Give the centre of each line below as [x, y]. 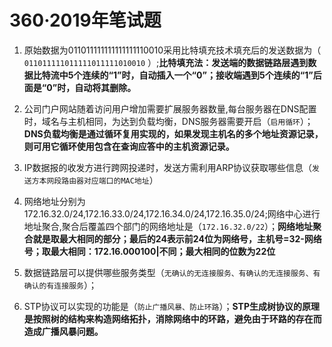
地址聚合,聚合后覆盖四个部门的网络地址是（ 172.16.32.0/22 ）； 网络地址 [168, 226]
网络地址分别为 [54, 201]
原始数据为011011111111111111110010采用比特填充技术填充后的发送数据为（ [172, 50]
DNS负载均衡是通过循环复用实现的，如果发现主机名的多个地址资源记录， [173, 133]
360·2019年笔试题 [85, 20]
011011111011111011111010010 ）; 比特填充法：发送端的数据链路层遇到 [166, 62]
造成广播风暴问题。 [63, 331]
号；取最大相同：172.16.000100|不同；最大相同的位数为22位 [149, 251]
